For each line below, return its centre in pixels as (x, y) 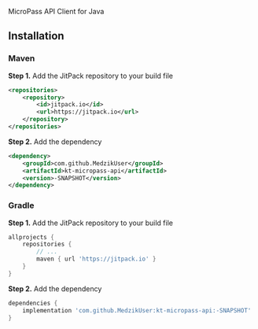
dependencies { (33, 303)
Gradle (21, 205)
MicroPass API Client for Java (56, 11)
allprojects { (31, 237)
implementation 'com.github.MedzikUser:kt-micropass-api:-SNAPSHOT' (137, 310)
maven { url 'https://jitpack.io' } (96, 259)
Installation (36, 36)
